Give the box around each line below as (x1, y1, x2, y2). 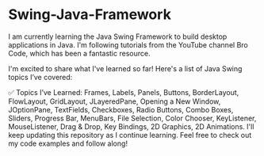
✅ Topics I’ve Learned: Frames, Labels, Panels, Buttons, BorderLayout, (8, 87, 239, 97)
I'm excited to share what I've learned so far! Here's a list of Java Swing (8, 63, 243, 73)
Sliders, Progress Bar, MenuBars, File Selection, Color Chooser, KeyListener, (8, 113, 257, 123)
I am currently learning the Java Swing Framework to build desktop (8, 32, 228, 41)
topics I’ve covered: (8, 72, 73, 82)
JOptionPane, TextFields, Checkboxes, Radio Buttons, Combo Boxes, (8, 105, 234, 114)
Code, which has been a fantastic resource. (8, 48, 151, 58)
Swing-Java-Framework (8, 6, 172, 24)
